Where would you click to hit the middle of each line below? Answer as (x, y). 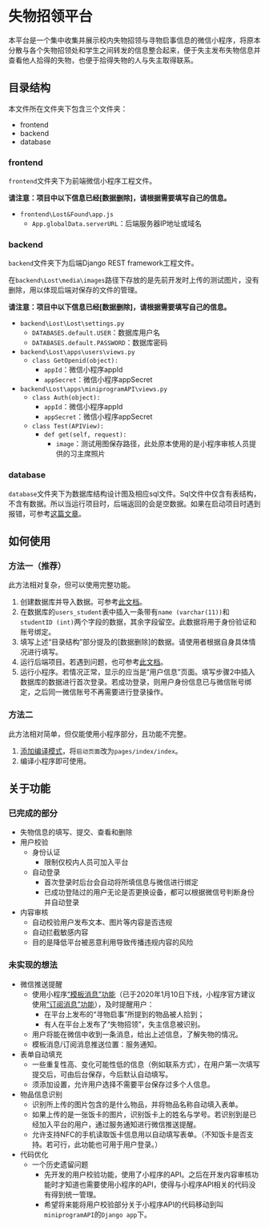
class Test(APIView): (68, 426)
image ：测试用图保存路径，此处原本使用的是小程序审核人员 (153, 444)
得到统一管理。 (76, 1194)
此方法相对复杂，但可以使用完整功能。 (71, 585)
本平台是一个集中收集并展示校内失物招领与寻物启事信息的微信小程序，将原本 (134, 40)
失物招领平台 (51, 16)
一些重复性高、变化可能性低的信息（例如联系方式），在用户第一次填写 (146, 1064)
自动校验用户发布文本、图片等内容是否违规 (102, 923)
